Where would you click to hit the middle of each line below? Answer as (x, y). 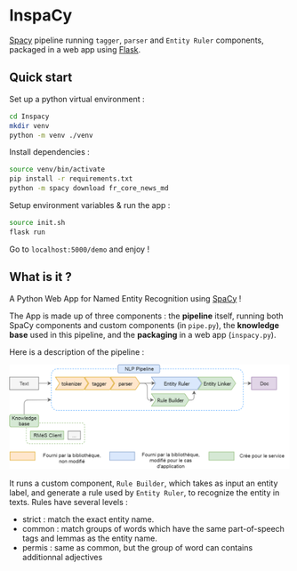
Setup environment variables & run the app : (90, 205)
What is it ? (41, 277)
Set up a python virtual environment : (77, 99)
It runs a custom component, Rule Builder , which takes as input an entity (144, 483)
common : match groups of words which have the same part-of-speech (153, 529)
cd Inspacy (29, 117)
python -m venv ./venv (51, 135)
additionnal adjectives (62, 558)
